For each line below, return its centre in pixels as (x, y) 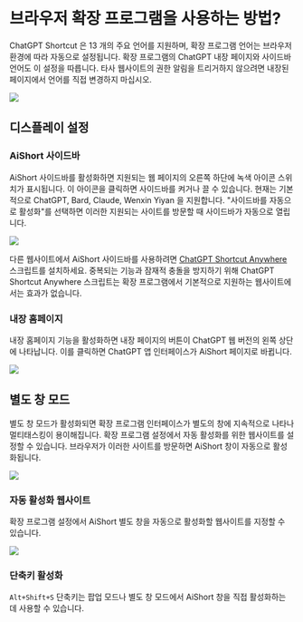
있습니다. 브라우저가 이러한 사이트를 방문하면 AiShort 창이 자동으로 (153, 446)
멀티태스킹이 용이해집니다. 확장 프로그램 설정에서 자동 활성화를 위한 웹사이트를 (147, 434)
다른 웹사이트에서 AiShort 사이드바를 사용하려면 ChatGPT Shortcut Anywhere (148, 258)
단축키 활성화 (36, 575)
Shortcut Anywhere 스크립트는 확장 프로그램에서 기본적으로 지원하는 (131, 281)
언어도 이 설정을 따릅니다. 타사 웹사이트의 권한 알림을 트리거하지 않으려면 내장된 (149, 68)
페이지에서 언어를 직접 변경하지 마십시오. (80, 79)
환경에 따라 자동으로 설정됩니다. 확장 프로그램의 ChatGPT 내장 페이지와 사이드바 (151, 56)
